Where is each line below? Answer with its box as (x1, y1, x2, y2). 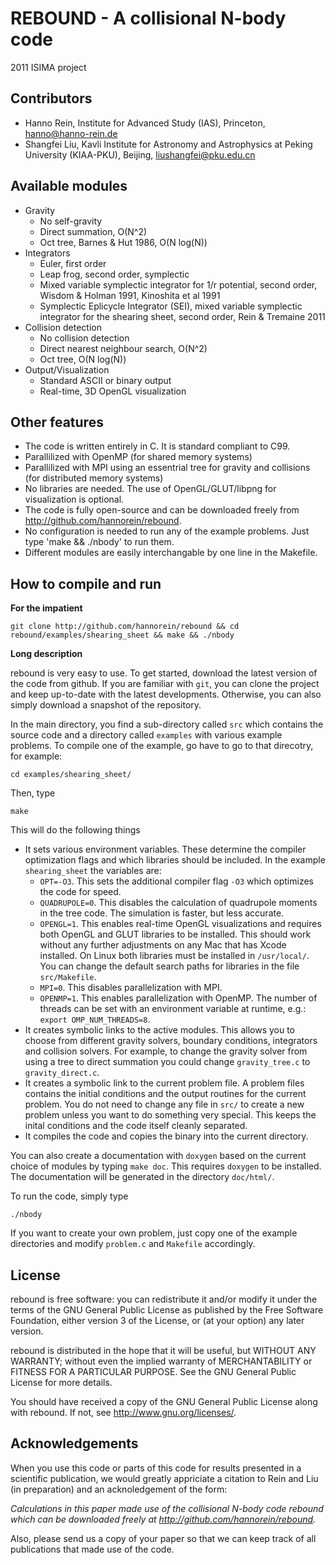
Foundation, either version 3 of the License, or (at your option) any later (10, 1315, 305, 1326)
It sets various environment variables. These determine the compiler (24, 843, 307, 856)
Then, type (10, 787, 56, 799)
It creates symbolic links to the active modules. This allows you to (24, 1024, 296, 1036)
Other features (10, 413, 104, 431)
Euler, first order (39, 257, 107, 269)
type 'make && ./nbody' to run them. (24, 536, 175, 548)
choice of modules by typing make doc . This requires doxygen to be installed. (10, 1160, 322, 1172)
